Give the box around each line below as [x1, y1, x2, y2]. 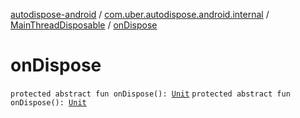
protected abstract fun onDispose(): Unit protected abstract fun [10, 89, 291, 99]
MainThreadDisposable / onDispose [10, 19, 158, 31]
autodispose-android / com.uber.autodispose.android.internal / [10, 9, 270, 20]
